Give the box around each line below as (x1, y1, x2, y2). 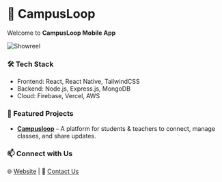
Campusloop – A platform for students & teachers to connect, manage (16, 124, 216, 132)
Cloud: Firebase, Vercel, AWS (16, 92, 100, 100)
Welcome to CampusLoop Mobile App (7, 29, 116, 37)
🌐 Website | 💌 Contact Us (7, 167, 79, 175)
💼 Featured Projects (7, 109, 74, 119)
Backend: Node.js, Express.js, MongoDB (16, 85, 131, 93)
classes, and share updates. (16, 132, 96, 140)
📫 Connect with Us (7, 149, 73, 159)
